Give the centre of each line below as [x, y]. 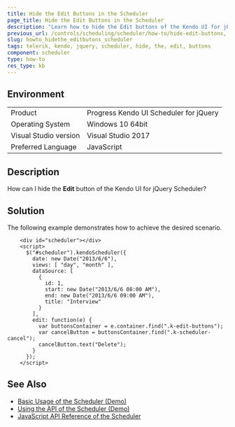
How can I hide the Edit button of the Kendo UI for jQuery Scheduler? [107, 189]
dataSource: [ [53, 271]
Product [24, 113]
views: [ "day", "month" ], [73, 265]
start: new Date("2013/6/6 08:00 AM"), [102, 290]
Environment [36, 94]
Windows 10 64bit [117, 125]
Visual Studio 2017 [118, 136]
